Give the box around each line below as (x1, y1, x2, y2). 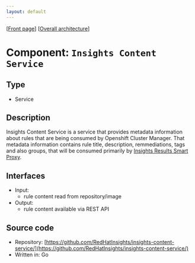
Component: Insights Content (6, 46, 157, 59)
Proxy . (6, 154, 22, 161)
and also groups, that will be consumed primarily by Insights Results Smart (6, 147, 188, 154)
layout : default (6, 8, 46, 15)
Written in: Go (14, 251, 49, 258)
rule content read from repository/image (23, 193, 122, 200)
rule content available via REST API (23, 205, 110, 213)
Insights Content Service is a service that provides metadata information (6, 128, 183, 135)
